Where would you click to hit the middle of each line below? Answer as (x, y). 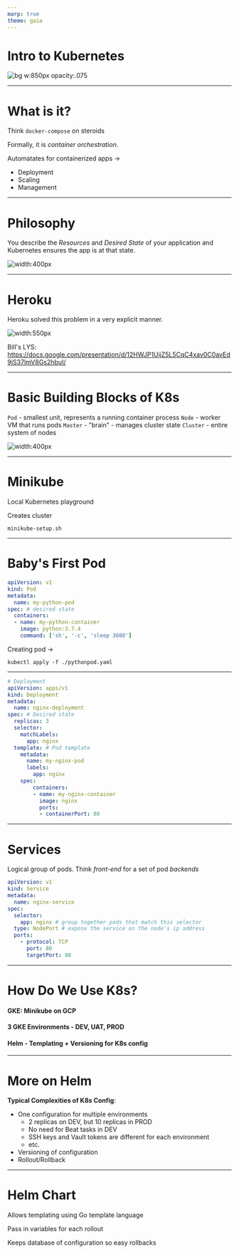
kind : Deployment (33, 695)
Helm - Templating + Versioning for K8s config (78, 1043)
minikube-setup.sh (34, 529)
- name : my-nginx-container (74, 794)
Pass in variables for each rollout (55, 1229)
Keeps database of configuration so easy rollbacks (82, 1243)
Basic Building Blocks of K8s (94, 398)
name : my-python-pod (44, 602)
